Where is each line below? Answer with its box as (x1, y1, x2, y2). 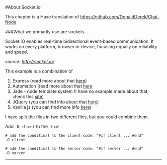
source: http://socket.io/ (5, 59, 55, 64)
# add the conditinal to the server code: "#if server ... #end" (5, 146, 143, 151)
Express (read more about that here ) (12, 78, 87, 83)
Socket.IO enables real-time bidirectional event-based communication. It (5, 38, 154, 44)
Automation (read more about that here (12, 83, 93, 89)
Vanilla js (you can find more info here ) (12, 104, 92, 110)
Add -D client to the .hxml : (5, 124, 63, 129)
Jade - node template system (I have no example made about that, (12, 88, 149, 94)
